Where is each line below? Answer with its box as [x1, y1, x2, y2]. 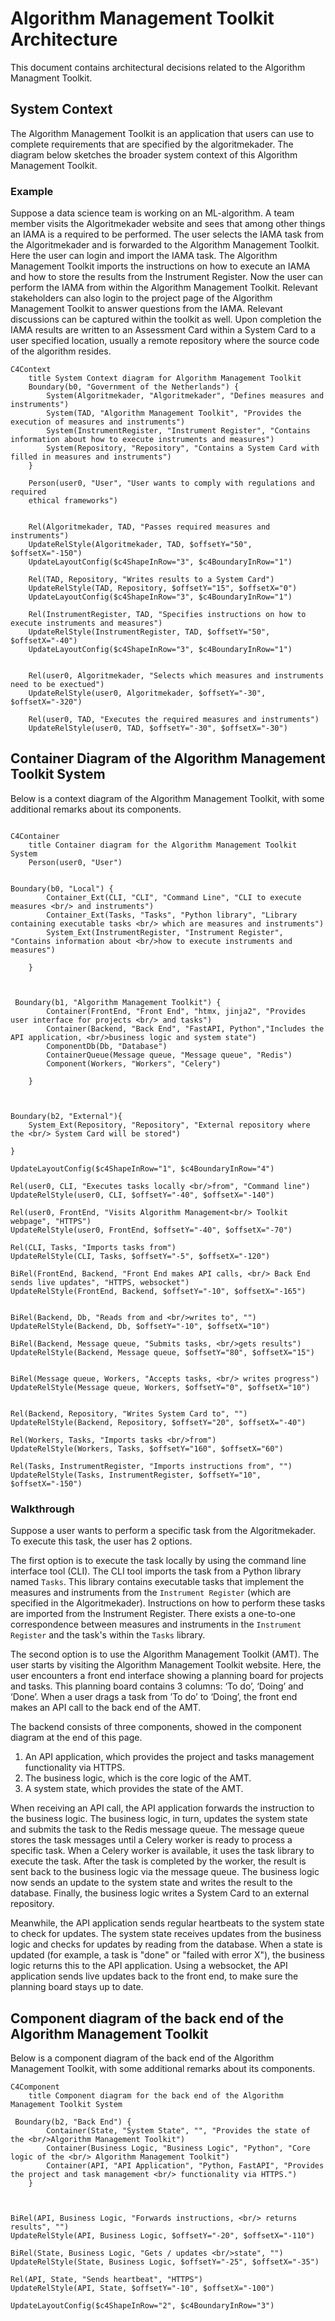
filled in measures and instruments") [10, 452, 172, 462]
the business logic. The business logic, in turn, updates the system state [10, 1813, 308, 1825]
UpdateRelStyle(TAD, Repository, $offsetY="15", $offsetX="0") [28, 583, 298, 594]
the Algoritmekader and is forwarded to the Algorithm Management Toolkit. [10, 239, 320, 251]
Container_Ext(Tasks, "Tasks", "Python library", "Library [46, 910, 298, 920]
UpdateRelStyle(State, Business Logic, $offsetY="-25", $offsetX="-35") [10, 2257, 320, 2267]
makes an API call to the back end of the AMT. [10, 1702, 202, 1714]
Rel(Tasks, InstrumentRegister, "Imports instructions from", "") [10, 1461, 293, 1471]
